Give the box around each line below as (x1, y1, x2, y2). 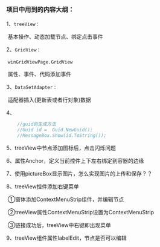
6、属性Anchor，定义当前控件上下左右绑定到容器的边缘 (6, 157, 144, 164)
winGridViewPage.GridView (7, 59, 73, 65)
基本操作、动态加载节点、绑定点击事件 (7, 33, 103, 41)
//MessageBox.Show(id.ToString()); (17, 133, 107, 139)
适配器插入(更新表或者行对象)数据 (7, 96, 92, 104)
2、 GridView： (6, 46, 41, 53)
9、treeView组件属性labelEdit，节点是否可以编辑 (6, 234, 127, 242)
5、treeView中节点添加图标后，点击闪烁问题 (6, 144, 116, 151)
